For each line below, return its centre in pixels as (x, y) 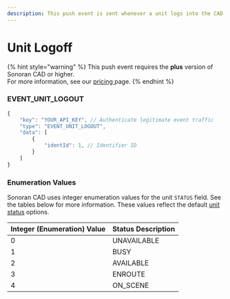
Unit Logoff (40, 47)
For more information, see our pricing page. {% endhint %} (91, 81)
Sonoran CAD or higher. (41, 74)
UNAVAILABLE (136, 240)
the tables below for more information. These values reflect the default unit (114, 205)
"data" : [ (34, 133)
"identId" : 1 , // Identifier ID (90, 145)
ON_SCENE (131, 285)
